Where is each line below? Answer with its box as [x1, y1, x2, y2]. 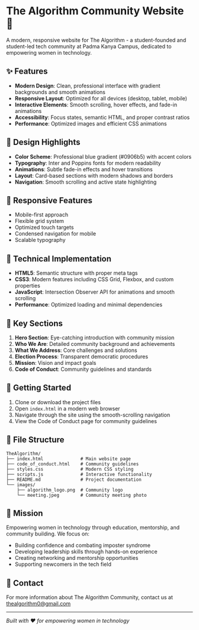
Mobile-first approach [14, 211, 69, 218]
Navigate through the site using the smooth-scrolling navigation [14, 411, 171, 418]
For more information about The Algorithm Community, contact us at [6, 594, 173, 601]
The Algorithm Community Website [6, 4, 184, 18]
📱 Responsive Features [6, 195, 93, 206]
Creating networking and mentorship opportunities [14, 555, 139, 562]
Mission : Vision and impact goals [14, 360, 97, 366]
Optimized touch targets [14, 224, 74, 231]
